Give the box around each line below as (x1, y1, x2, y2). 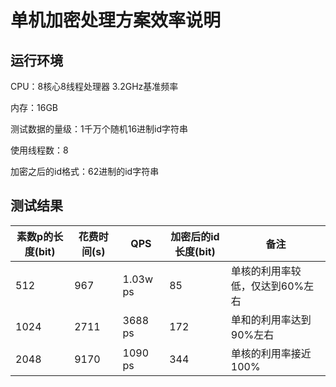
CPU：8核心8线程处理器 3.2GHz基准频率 (10, 81, 179, 92)
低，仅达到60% (230, 279, 305, 293)
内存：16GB (10, 102, 58, 113)
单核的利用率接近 (230, 346, 312, 360)
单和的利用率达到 (230, 312, 312, 326)
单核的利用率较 (230, 264, 302, 278)
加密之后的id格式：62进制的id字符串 (10, 166, 160, 177)
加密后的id (170, 229, 220, 243)
